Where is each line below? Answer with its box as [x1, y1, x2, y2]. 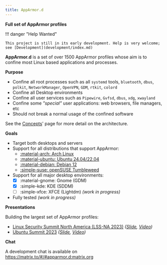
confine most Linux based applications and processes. [5, 59, 118, 65]
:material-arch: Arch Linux [20, 150, 74, 156]
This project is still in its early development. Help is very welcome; [5, 41, 160, 46]
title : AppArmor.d [5, 7, 44, 13]
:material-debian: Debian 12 [20, 161, 77, 167]
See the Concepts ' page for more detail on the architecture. [5, 120, 129, 126]
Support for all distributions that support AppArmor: [12, 145, 119, 151]
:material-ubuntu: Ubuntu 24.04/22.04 [20, 156, 99, 162]
